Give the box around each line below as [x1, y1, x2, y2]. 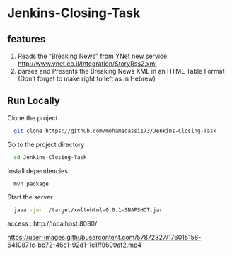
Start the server [7, 193, 53, 202]
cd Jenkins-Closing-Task [13, 153, 87, 161]
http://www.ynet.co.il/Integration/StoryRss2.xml [17, 59, 157, 68]
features [7, 33, 46, 45]
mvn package [13, 180, 50, 187]
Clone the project [7, 113, 58, 122]
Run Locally [7, 95, 60, 107]
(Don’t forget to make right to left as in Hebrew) [17, 74, 156, 83]
